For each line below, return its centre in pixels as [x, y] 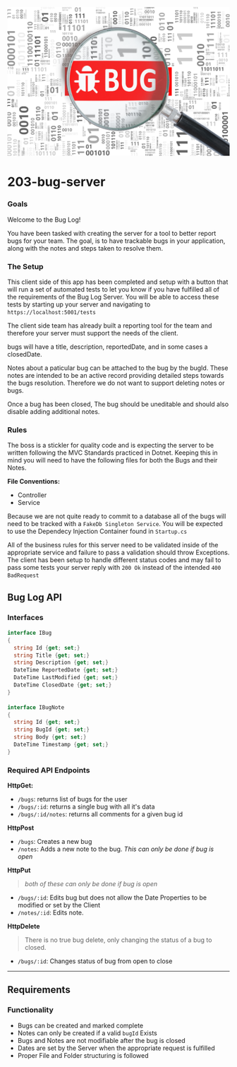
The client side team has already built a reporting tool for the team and [110, 326]
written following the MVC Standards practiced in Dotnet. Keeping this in [113, 453]
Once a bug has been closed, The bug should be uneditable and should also [118, 404]
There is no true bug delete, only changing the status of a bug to [118, 940]
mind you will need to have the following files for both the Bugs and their [113, 460]
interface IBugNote [36, 707]
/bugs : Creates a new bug [55, 842]
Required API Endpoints [49, 770]
